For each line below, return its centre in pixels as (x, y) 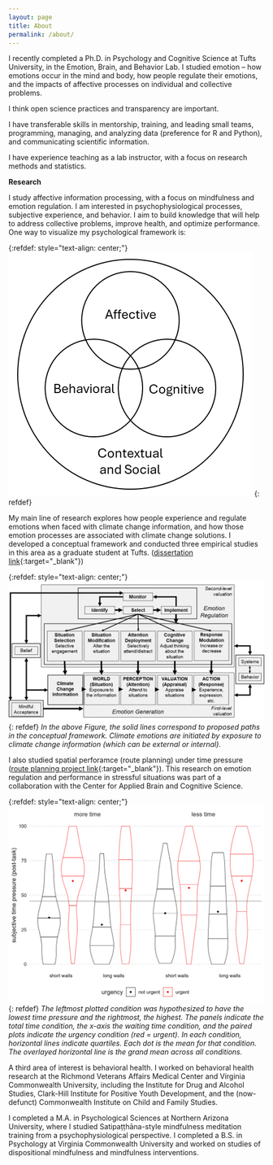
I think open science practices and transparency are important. (114, 109)
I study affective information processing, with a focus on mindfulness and (131, 198)
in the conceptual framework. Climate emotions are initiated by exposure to (135, 735)
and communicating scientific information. (79, 142)
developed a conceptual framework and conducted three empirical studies (133, 544)
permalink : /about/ (41, 34)
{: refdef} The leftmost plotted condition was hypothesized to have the (126, 1009)
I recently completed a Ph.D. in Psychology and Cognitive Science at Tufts (132, 59)
